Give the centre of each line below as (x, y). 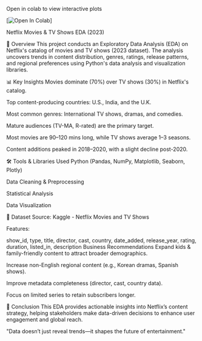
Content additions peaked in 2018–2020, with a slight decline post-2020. (97, 149)
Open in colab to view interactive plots (54, 9)
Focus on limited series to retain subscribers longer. (71, 295)
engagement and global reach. (45, 319)
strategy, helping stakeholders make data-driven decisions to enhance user (101, 313)
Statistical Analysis (30, 194)
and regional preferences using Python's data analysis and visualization (96, 63)
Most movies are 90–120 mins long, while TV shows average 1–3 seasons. (99, 137)
